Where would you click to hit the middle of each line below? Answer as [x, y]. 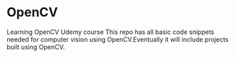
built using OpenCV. [36, 47]
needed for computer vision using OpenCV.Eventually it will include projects [118, 39]
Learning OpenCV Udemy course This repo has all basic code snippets [111, 32]
